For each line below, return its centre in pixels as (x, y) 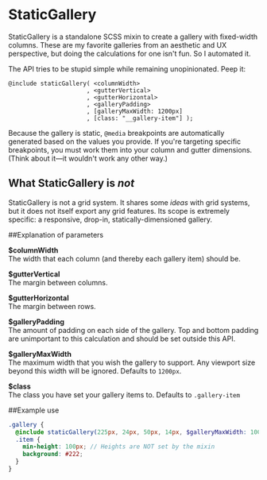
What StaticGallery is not (72, 183)
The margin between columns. (58, 282)
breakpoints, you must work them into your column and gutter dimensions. (130, 149)
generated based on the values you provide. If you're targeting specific (124, 141)
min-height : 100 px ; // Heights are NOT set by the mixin (119, 447)
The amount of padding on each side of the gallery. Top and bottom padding (133, 330)
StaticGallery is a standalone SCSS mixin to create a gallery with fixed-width (133, 37)
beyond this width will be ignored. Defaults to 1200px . (95, 370)
